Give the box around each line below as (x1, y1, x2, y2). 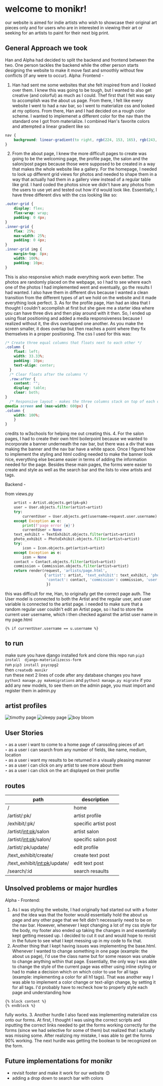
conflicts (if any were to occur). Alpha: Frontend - (5, 72, 104, 78)
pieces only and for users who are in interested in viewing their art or (5, 24, 143, 30)
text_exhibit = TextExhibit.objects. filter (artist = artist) (14, 532, 136, 537)
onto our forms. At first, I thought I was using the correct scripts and (5, 1017, 141, 1023)
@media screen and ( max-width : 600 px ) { (5, 404, 88, 408)
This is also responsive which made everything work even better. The (5, 274, 144, 280)
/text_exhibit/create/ (7, 852, 53, 858)
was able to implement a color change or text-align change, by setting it (12, 979, 156, 985)
